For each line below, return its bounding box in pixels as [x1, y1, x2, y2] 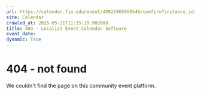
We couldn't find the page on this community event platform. [6, 82, 156, 89]
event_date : [6, 31, 36, 37]
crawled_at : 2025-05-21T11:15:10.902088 [6, 20, 109, 26]
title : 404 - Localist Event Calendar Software [6, 25, 127, 32]
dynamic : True [6, 36, 42, 42]
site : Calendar [6, 14, 44, 20]
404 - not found [6, 62, 87, 76]
